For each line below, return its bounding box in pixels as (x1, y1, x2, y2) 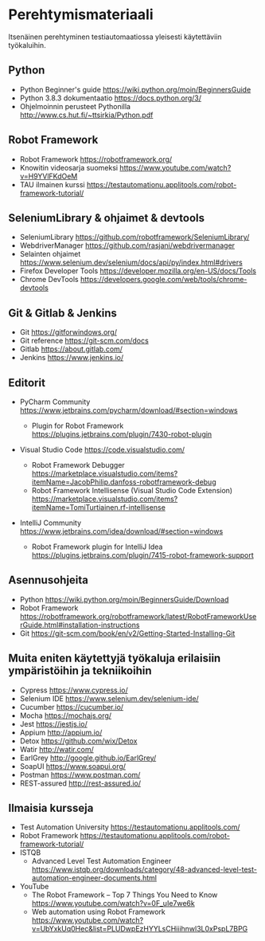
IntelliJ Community (19, 518, 82, 527)
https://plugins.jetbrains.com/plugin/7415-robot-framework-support (31, 551, 254, 559)
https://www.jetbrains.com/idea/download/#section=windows (19, 527, 224, 535)
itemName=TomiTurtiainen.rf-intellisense (31, 503, 166, 512)
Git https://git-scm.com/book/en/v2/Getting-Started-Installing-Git (19, 628, 236, 638)
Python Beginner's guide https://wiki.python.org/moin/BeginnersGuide (19, 84, 251, 94)
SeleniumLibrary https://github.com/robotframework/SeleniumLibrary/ (19, 233, 250, 242)
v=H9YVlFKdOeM (19, 171, 78, 181)
